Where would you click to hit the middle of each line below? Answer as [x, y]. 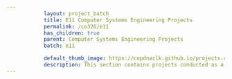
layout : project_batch [76, 14]
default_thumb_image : [75, 59]
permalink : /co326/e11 [76, 26]
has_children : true [71, 33]
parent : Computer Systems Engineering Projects [114, 39]
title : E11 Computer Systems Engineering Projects [118, 20]
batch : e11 [59, 46]
